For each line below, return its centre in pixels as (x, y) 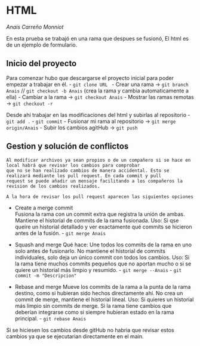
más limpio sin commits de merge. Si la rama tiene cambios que (93, 305)
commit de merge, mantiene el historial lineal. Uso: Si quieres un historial (104, 299)
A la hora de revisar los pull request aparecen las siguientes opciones (100, 197)
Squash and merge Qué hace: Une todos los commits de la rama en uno (103, 245)
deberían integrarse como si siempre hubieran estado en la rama (94, 312)
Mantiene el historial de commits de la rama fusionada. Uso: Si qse (97, 220)
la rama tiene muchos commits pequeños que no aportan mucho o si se (103, 264)
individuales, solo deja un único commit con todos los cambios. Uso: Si (102, 257)
